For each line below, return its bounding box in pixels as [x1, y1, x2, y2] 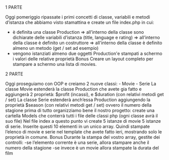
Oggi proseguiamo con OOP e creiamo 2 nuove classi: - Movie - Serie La [5, 81, 156, 87]
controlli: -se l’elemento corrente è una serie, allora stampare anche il [5, 139, 150, 145]
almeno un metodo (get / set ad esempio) [12, 45, 99, 51]
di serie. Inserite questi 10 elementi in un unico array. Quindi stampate [5, 123, 150, 129]
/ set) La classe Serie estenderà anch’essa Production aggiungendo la [5, 97, 150, 103]
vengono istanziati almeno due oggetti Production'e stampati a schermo [12, 50, 162, 56]
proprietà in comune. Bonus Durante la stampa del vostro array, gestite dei [5, 134, 160, 140]
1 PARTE [5, 5, 23, 10]
